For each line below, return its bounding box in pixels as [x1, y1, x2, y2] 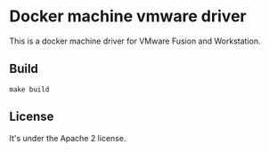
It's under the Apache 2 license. [9, 132, 126, 143]
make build [9, 84, 50, 94]
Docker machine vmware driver [9, 6, 247, 27]
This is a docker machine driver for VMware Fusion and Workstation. [9, 36, 261, 46]
